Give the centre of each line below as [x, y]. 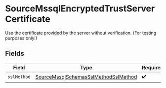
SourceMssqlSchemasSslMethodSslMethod [86, 77]
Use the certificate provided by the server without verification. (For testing [81, 33]
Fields [15, 54]
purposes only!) [21, 38]
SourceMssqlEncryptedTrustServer [80, 9]
